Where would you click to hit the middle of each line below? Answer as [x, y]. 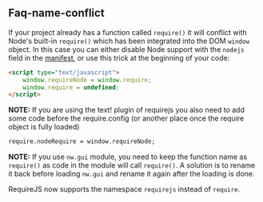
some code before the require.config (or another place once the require [126, 118]
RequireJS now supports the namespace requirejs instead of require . [124, 189]
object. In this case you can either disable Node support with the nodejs [126, 49]
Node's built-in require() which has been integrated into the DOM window [129, 41]
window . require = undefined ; [71, 87]
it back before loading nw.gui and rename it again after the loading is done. [131, 174]
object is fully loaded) [44, 127]
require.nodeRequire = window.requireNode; [82, 142]
